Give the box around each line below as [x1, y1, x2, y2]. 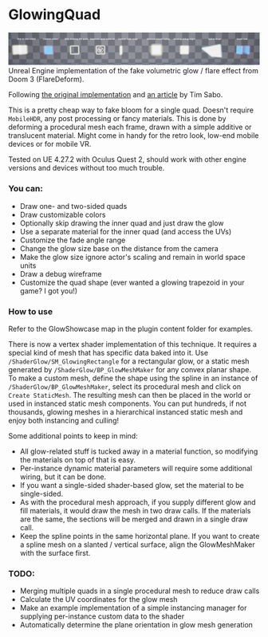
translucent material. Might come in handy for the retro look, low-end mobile [8, 131, 259, 140]
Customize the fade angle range [19, 235, 126, 245]
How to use [8, 305, 53, 317]
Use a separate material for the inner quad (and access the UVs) [19, 226, 232, 236]
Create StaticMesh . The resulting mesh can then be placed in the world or [8, 390, 251, 399]
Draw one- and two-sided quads [19, 201, 128, 210]
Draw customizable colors [19, 210, 106, 219]
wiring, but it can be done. [19, 472, 106, 482]
